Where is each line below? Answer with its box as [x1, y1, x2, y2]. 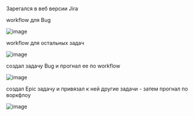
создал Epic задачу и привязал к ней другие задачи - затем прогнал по [6, 85, 189, 92]
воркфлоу [6, 92, 31, 98]
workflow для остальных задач [6, 40, 85, 46]
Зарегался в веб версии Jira [6, 5, 79, 12]
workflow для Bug [6, 17, 51, 23]
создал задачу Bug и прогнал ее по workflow [6, 62, 121, 69]
